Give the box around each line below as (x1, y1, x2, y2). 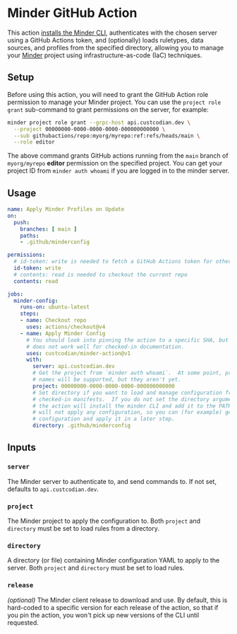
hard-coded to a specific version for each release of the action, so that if (7, 603, 219, 611)
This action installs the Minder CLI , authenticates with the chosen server (7, 28, 217, 37)
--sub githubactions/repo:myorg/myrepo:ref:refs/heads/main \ (13, 132, 200, 139)
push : (13, 219, 30, 226)
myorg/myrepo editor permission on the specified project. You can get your (7, 159, 223, 168)
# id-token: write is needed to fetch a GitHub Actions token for (13, 258, 213, 265)
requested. (7, 618, 39, 627)
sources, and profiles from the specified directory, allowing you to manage (7, 43, 224, 52)
